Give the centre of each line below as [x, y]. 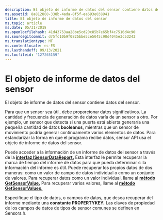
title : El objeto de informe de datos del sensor [56, 18]
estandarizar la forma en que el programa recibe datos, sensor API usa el [78, 138]
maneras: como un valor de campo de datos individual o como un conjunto [80, 173]
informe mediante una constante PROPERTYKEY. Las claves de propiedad [80, 203]
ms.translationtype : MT [29, 41]
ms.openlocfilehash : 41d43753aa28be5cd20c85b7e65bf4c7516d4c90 [70, 32]
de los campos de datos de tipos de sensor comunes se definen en [72, 208]
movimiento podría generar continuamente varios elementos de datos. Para [81, 133]
